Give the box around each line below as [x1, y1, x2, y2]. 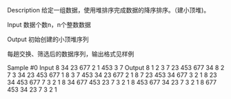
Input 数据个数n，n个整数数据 [7, 21, 91, 29]
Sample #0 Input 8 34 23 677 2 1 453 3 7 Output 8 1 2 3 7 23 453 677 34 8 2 [7, 64, 225, 71]
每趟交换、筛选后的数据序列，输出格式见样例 [7, 50, 134, 58]
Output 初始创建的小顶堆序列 [7, 35, 89, 43]
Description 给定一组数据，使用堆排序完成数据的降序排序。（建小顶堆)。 [7, 6, 210, 14]
